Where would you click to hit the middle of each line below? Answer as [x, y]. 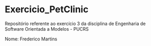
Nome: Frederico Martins [31, 39]
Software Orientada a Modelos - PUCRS [47, 29]
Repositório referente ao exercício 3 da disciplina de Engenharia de [75, 24]
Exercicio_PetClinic [47, 9]
